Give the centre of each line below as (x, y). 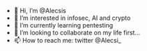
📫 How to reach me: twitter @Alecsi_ (68, 40)
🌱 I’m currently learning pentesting (63, 25)
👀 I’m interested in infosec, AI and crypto (72, 18)
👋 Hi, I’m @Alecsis (40, 11)
